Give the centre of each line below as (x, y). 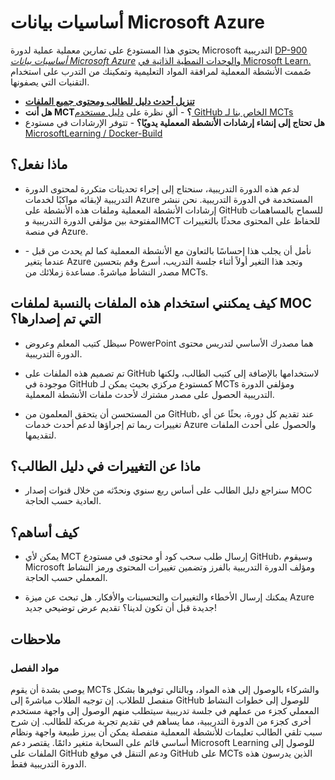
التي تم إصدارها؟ (56, 319)
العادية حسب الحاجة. (63, 501)
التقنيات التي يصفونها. (50, 82)
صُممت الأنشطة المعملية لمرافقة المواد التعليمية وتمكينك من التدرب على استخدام (161, 71)
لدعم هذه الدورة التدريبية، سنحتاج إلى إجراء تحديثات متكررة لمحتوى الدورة (162, 188)
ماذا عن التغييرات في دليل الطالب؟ (106, 466)
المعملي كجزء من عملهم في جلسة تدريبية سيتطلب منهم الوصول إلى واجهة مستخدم (165, 710)
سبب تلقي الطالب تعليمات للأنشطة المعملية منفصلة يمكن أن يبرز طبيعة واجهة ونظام (166, 732)
